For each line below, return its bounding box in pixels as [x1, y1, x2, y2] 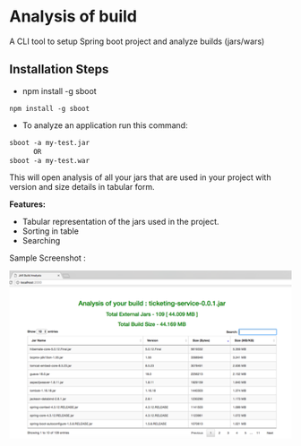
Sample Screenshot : [9, 253, 87, 263]
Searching [21, 235, 61, 245]
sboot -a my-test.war [9, 156, 90, 165]
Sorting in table [21, 226, 79, 236]
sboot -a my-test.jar [9, 138, 90, 147]
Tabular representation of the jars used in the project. [21, 216, 219, 227]
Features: [9, 199, 47, 210]
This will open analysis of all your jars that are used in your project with [9, 172, 271, 183]
